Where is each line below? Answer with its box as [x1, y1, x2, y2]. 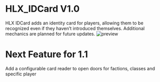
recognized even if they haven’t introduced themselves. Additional [5, 25, 145, 31]
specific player [5, 71, 37, 77]
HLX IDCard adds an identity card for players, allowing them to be [5, 20, 144, 26]
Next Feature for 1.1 [5, 49, 88, 60]
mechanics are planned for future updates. [5, 31, 96, 37]
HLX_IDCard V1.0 [5, 3, 80, 15]
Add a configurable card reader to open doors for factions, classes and [5, 65, 155, 71]
